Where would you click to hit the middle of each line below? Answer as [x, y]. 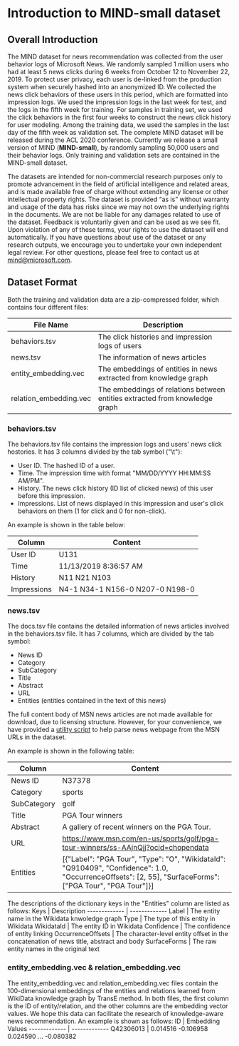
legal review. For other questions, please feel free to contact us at [103, 252]
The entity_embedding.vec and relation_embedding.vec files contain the [113, 983]
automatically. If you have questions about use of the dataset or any [107, 237]
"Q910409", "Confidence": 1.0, [115, 868]
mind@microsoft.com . [40, 260]
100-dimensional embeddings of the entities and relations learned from [111, 990]
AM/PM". [31, 481]
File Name [51, 325]
